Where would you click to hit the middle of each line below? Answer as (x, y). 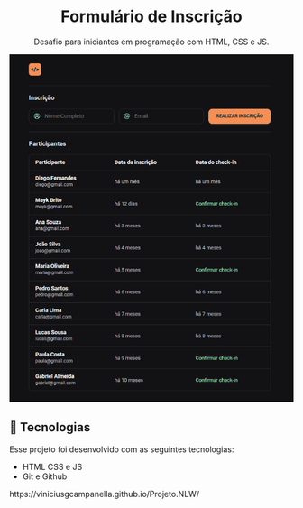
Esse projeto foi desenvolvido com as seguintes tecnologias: (122, 449)
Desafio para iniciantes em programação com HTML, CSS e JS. (151, 42)
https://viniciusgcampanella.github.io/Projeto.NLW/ (105, 494)
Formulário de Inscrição (151, 17)
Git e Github (45, 476)
